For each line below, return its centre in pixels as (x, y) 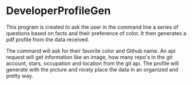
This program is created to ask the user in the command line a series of (92, 27)
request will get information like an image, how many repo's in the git (89, 57)
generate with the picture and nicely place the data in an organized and (92, 69)
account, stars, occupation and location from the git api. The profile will (92, 63)
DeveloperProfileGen (58, 11)
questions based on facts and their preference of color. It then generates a (96, 33)
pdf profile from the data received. (48, 39)
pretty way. (20, 76)
